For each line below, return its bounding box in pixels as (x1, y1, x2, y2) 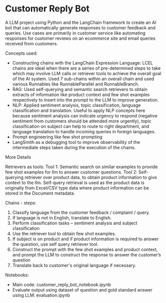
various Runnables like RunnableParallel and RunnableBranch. (12, 81, 140, 87)
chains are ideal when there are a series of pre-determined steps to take (12, 65, 161, 71)
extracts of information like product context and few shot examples (12, 92, 150, 98)
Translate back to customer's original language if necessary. (12, 262, 137, 268)
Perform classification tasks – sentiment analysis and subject (12, 220, 138, 226)
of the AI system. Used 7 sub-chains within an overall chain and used (12, 76, 155, 82)
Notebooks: (5, 272, 29, 278)
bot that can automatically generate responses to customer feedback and (5, 24, 156, 30)
